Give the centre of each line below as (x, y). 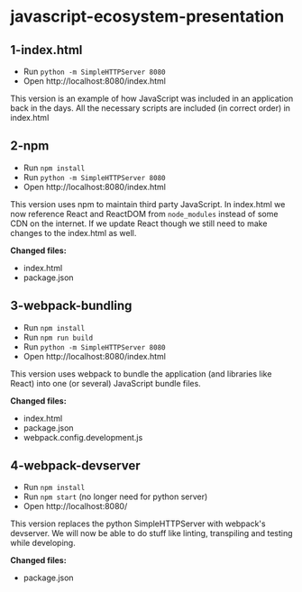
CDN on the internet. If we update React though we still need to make (139, 223)
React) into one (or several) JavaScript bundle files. (105, 383)
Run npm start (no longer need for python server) (115, 496)
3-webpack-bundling (71, 306)
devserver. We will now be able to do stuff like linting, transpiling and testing (151, 533)
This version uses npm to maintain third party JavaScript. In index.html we (148, 204)
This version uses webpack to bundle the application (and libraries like (141, 373)
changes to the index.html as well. (73, 232)
